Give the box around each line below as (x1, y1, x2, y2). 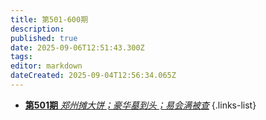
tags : (10, 52, 33, 62)
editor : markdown (10, 61, 83, 71)
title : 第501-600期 (10, 14, 89, 25)
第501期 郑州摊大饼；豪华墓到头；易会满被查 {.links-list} (24, 99, 257, 111)
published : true (10, 33, 78, 43)
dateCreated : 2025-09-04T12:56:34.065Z (10, 71, 177, 81)
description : (10, 24, 65, 34)
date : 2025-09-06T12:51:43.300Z (10, 42, 145, 53)
